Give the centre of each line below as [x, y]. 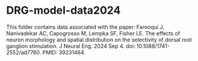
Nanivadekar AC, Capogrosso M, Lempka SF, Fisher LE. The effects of [93, 33]
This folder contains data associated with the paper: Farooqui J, [85, 27]
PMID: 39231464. [64, 52]
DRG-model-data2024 [63, 10]
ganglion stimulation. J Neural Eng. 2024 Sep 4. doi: [71, 46]
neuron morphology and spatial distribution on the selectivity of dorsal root [99, 39]
